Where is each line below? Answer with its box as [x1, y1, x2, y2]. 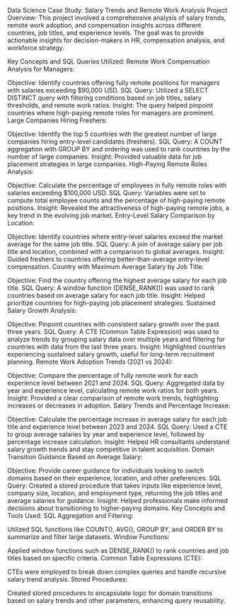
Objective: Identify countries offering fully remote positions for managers [7, 79, 220, 87]
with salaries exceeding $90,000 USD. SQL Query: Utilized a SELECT [7, 86, 209, 94]
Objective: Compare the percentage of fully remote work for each [7, 371, 199, 379]
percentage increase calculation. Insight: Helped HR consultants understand [7, 438, 230, 446]
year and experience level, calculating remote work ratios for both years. [7, 386, 219, 395]
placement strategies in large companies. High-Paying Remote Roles [7, 160, 207, 168]
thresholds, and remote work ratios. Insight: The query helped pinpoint [7, 101, 214, 109]
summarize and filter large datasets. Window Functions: [7, 533, 170, 541]
